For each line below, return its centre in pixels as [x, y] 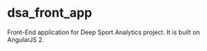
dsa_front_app [50, 13]
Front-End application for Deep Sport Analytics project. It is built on [104, 32]
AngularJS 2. [26, 39]
